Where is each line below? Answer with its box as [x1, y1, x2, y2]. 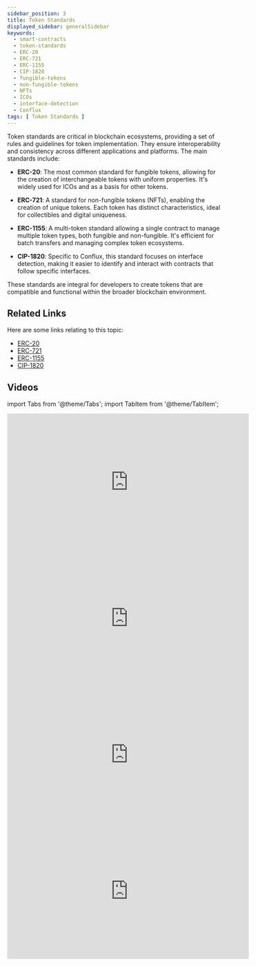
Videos [7, 382, 39, 393]
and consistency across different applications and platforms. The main [7, 147, 208, 155]
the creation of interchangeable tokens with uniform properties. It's [17, 175, 208, 184]
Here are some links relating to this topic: [7, 326, 124, 334]
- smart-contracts [13, 36, 67, 43]
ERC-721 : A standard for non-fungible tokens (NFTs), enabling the [17, 195, 206, 204]
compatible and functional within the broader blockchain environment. [7, 287, 207, 296]
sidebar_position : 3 [7, 10, 67, 17]
